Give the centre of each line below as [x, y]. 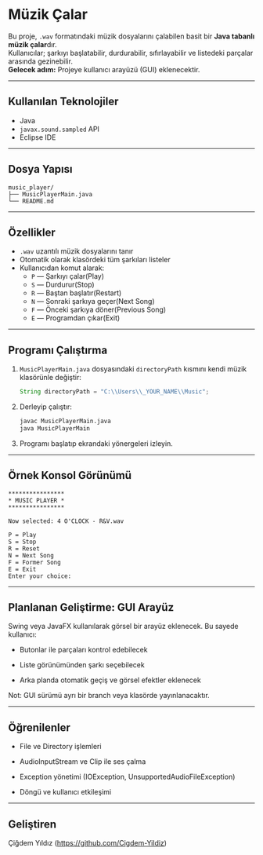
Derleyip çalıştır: [46, 407]
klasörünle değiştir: [50, 378]
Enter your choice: [40, 576]
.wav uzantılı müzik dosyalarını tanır [76, 251]
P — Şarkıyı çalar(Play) [67, 276]
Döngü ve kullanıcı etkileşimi [65, 792]
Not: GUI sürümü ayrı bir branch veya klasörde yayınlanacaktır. [109, 696]
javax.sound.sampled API [59, 129]
